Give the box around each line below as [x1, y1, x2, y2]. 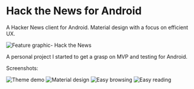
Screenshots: [6, 64, 38, 72]
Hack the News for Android [6, 4, 142, 18]
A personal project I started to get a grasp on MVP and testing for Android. [6, 53, 188, 60]
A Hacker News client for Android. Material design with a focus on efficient [6, 24, 188, 31]
